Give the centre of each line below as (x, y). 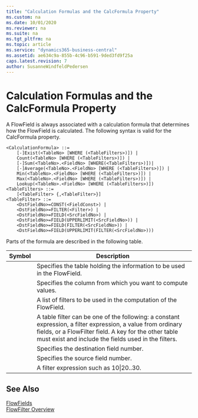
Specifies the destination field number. (90, 349)
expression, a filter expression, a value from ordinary (109, 324)
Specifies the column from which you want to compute (112, 283)
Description (113, 256)
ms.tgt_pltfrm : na (29, 39)
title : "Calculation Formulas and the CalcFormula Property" (83, 12)
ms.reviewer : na (26, 28)
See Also (23, 389)
